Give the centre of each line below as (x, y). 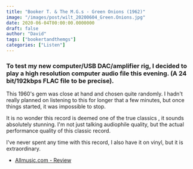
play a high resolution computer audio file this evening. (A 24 (96, 73)
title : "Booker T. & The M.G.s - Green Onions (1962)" (76, 12)
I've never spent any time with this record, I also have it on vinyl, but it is (95, 142)
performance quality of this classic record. (59, 131)
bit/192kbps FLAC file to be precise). (60, 81)
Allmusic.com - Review (43, 160)
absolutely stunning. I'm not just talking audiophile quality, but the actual (95, 125)
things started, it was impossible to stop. (56, 107)
